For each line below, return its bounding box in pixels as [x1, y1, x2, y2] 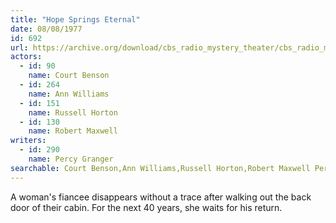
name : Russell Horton [28, 107, 118, 118]
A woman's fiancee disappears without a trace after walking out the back [10, 191, 312, 203]
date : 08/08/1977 [10, 24, 83, 34]
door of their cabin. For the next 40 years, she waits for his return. [10, 201, 283, 213]
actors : [10, 52, 43, 62]
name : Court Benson [28, 71, 110, 81]
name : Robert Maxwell [28, 126, 118, 136]
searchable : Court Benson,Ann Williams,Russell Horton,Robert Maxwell [10, 163, 311, 173]
